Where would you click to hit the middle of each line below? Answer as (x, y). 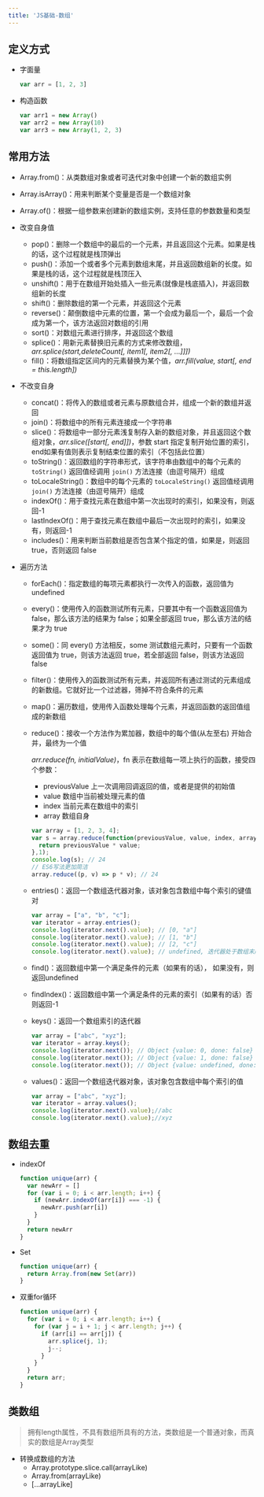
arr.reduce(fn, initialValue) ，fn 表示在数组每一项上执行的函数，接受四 (143, 760)
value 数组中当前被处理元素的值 (94, 796)
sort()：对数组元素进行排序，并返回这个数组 (102, 332)
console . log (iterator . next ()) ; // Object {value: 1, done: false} (142, 1058)
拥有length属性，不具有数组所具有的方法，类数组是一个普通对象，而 (137, 1432)
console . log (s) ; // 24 (68, 860)
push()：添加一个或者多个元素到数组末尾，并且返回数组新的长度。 (138, 264)
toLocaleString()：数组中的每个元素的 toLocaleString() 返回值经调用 (143, 481)
